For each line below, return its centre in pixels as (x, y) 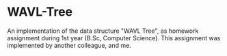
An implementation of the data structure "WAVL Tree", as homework (103, 31)
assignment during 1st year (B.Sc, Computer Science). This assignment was (114, 38)
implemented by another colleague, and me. (69, 45)
